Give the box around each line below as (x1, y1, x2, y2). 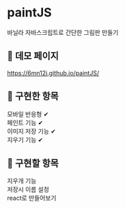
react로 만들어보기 (7, 194, 57, 203)
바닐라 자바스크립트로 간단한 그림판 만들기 (7, 28, 119, 36)
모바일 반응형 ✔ (7, 109, 49, 118)
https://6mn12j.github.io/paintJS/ (7, 68, 100, 77)
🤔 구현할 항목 (7, 157, 59, 169)
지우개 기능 (7, 177, 37, 185)
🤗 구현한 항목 (7, 90, 59, 102)
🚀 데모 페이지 (7, 50, 59, 62)
